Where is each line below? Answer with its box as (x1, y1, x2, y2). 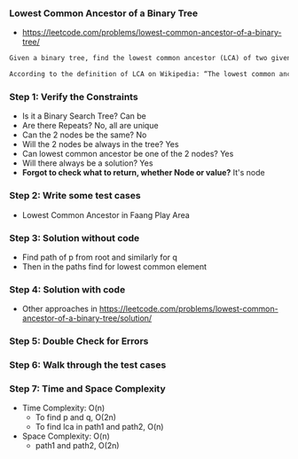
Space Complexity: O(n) (21, 431, 111, 441)
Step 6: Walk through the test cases (9, 359, 167, 371)
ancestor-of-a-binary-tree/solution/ (21, 313, 153, 323)
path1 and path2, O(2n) (35, 440, 120, 451)
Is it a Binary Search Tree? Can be (21, 111, 146, 121)
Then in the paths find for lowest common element (21, 261, 207, 272)
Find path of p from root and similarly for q (21, 252, 177, 262)
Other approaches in (21, 304, 98, 315)
